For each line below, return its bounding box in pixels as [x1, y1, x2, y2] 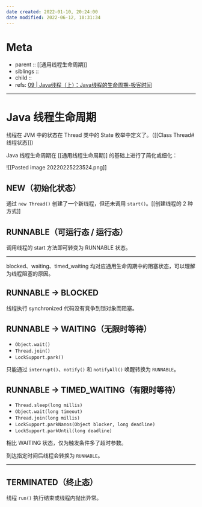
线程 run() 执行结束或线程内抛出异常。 [6, 494, 102, 502]
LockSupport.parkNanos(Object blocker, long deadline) [14, 421, 156, 428]
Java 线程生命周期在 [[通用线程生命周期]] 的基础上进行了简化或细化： [6, 152, 178, 159]
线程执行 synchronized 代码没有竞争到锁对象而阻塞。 [6, 304, 138, 312]
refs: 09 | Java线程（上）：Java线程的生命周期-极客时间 [14, 81, 152, 89]
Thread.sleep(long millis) [14, 402, 83, 409]
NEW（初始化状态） [6, 183, 81, 193]
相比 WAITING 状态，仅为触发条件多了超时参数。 [6, 439, 127, 447]
